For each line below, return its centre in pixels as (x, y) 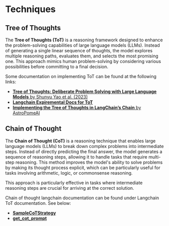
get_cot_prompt (30, 218)
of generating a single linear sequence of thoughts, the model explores (79, 51)
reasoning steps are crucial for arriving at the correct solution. (70, 188)
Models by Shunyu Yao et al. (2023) (50, 97)
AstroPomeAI (26, 113)
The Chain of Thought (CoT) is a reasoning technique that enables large (80, 141)
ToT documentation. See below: (38, 203)
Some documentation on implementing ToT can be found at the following (81, 76)
